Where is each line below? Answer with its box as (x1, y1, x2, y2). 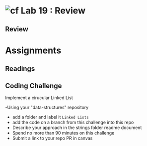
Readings (5, 65, 35, 73)
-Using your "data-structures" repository (5, 104, 89, 110)
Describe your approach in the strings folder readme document (12, 125, 142, 131)
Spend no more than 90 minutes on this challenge (12, 130, 115, 136)
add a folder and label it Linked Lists (12, 114, 89, 120)
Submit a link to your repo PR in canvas (12, 135, 93, 141)
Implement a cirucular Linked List (5, 95, 73, 101)
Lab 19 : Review (20, 5, 86, 16)
